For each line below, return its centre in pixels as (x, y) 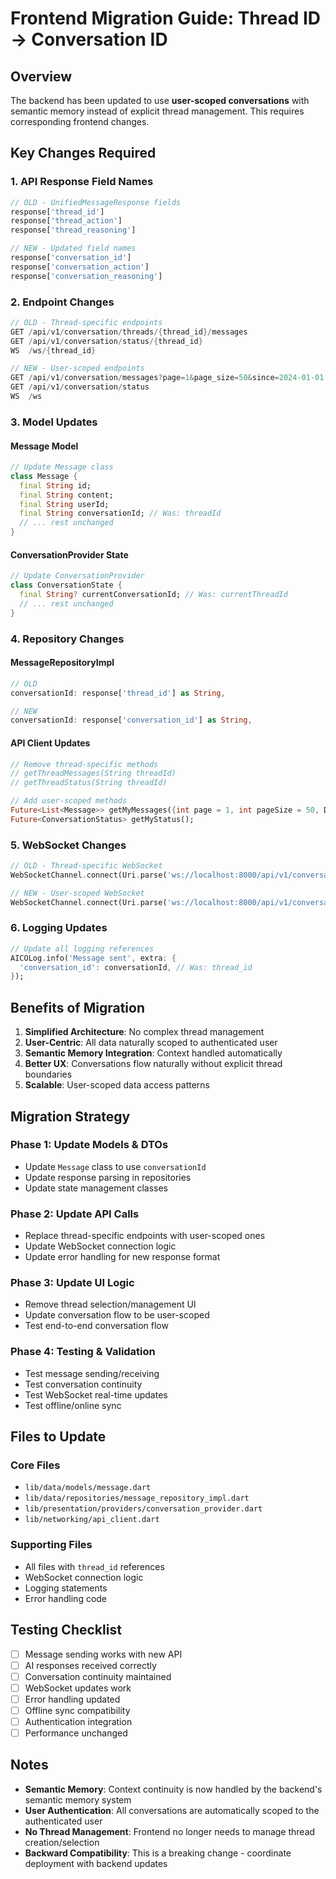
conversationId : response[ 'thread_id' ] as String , (118, 693)
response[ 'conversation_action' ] (80, 267)
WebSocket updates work (78, 1688)
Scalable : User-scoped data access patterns (117, 1085)
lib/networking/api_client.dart (92, 1520)
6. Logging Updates (59, 928)
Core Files (35, 1465)
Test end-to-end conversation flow (96, 1326)
